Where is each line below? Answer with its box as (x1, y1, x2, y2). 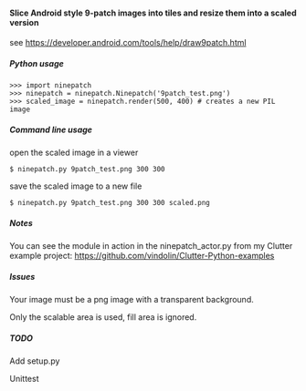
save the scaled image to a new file (9, 180, 142, 191)
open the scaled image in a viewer (9, 147, 139, 159)
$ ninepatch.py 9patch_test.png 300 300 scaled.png (9, 199, 210, 208)
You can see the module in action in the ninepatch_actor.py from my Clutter (9, 241, 293, 252)
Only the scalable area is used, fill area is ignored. (9, 312, 197, 323)
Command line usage (9, 124, 93, 135)
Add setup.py (9, 355, 60, 366)
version (9, 16, 39, 27)
